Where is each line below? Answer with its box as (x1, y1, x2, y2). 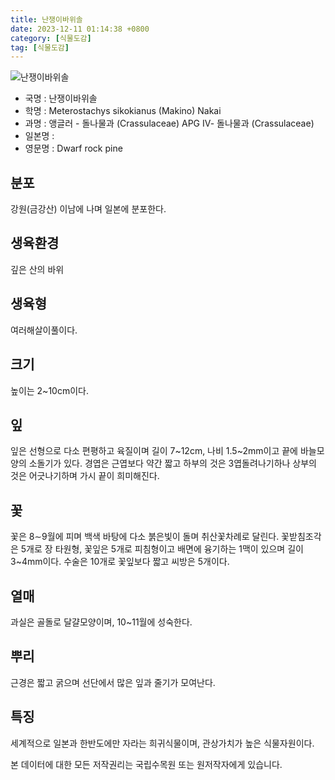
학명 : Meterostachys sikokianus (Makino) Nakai (24, 105, 222, 117)
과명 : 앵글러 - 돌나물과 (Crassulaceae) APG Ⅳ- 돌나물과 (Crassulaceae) (24, 117, 315, 130)
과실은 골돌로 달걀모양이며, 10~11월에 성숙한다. (10, 616, 193, 628)
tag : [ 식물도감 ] (10, 42, 70, 53)
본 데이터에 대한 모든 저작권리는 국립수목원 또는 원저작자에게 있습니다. (10, 758, 283, 770)
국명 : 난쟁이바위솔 (24, 92, 98, 105)
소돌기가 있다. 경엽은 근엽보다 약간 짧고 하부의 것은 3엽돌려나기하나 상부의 (28, 457, 317, 470)
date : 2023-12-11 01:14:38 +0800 (10, 24, 150, 34)
